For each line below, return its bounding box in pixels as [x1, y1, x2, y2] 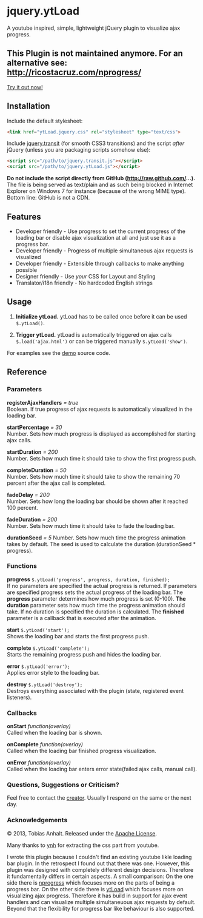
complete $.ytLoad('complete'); [7, 644, 90, 652]
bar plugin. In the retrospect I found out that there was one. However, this [7, 860, 190, 867]
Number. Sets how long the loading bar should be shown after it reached [7, 498, 188, 505]
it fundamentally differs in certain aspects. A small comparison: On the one [7, 872, 193, 880]
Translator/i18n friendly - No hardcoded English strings [15, 279, 153, 286]
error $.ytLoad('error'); [7, 663, 70, 670]
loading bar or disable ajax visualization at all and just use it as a [15, 234, 176, 241]
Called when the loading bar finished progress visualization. [7, 748, 156, 755]
